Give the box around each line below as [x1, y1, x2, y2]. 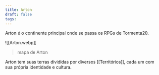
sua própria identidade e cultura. [5, 64, 72, 70]
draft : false [5, 12, 32, 17]
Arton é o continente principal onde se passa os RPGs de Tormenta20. [5, 30, 149, 36]
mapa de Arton [17, 49, 48, 55]
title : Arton [5, 7, 32, 12]
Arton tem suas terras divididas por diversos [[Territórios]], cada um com [5, 59, 155, 65]
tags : [5, 16, 16, 21]
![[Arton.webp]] [5, 40, 37, 46]
